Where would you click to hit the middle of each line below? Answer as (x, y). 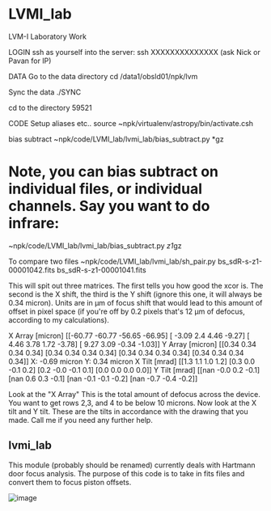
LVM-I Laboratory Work (48, 36)
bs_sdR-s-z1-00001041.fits (102, 270)
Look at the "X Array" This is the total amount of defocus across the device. (134, 394)
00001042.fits (32, 270)
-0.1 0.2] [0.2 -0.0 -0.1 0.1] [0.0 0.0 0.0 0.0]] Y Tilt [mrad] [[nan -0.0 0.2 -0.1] (134, 370)
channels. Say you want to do (109, 206)
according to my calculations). (59, 319)
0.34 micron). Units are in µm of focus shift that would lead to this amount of (135, 302)
